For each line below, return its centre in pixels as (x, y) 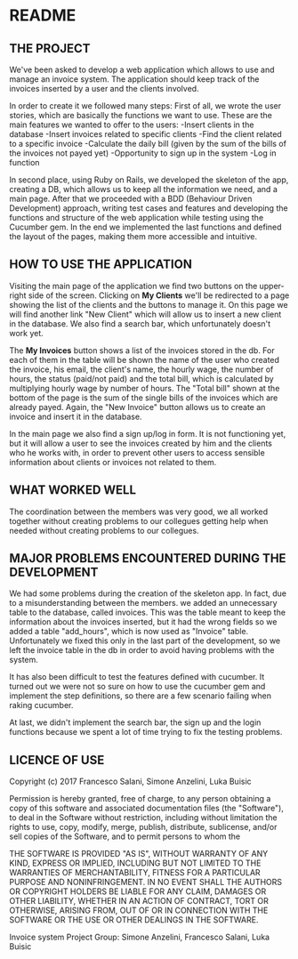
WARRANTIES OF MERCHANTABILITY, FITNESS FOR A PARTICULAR (135, 873)
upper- (272, 286)
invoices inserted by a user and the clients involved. (104, 89)
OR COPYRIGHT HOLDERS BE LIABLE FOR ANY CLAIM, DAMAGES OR (138, 891)
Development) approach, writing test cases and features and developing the (149, 208)
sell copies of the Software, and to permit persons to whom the (125, 836)
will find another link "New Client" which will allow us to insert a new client (145, 314)
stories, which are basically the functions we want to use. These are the (141, 115)
